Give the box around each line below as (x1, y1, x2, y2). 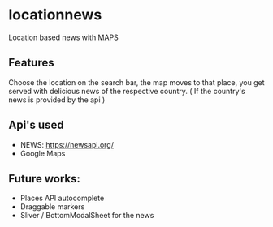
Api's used (8, 118, 64, 132)
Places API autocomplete (19, 193, 105, 203)
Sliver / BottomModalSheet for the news (19, 211, 154, 221)
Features (8, 56, 54, 70)
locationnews (8, 6, 102, 24)
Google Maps (19, 148, 66, 158)
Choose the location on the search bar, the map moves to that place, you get (8, 77, 265, 87)
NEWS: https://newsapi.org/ (19, 139, 114, 149)
